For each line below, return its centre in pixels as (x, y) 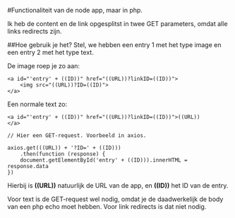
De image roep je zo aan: (43, 66)
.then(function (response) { (63, 154)
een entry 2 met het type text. (50, 52)
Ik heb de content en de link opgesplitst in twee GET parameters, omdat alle (117, 24)
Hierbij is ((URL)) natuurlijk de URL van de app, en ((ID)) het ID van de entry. (118, 185)
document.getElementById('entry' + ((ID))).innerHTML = (104, 160)
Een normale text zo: (37, 104)
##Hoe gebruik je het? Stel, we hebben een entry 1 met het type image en (114, 45)
